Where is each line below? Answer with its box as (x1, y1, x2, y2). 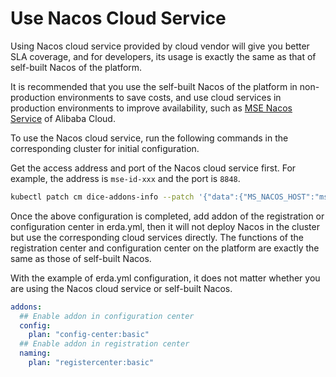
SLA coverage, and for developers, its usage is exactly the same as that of (10, 50, 317, 62)
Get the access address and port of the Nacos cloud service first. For (10, 162, 297, 174)
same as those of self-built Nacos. (10, 252, 152, 264)
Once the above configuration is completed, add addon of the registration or (10, 210, 325, 222)
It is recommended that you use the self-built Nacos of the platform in (10, 80, 298, 92)
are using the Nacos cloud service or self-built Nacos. (10, 282, 233, 294)
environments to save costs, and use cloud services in (57, 91, 282, 103)
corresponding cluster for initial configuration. (10, 142, 200, 154)
